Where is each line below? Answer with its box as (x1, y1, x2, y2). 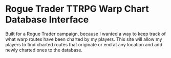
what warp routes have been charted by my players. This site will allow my (5, 36, 162, 42)
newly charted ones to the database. (5, 47, 83, 53)
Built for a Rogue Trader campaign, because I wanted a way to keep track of (5, 31, 166, 37)
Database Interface (5, 14, 89, 25)
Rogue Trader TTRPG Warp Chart (5, 3, 149, 15)
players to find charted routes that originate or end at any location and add (5, 41, 163, 47)
